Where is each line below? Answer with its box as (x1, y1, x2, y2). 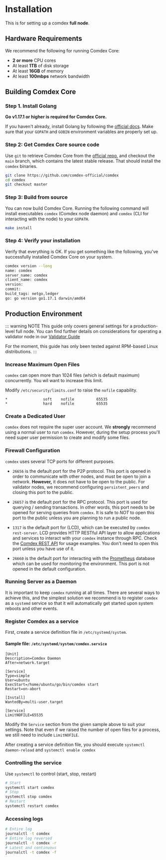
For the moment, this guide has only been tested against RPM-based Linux (5, 343, 158, 349)
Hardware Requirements (5, 34, 83, 43)
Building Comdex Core (5, 88, 76, 96)
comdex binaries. (5, 163, 38, 169)
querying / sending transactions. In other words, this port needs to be (12, 504, 155, 510)
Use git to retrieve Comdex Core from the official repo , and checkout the (5, 152, 155, 158)
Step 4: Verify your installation (5, 237, 81, 244)
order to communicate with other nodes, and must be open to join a (12, 473, 151, 479)
